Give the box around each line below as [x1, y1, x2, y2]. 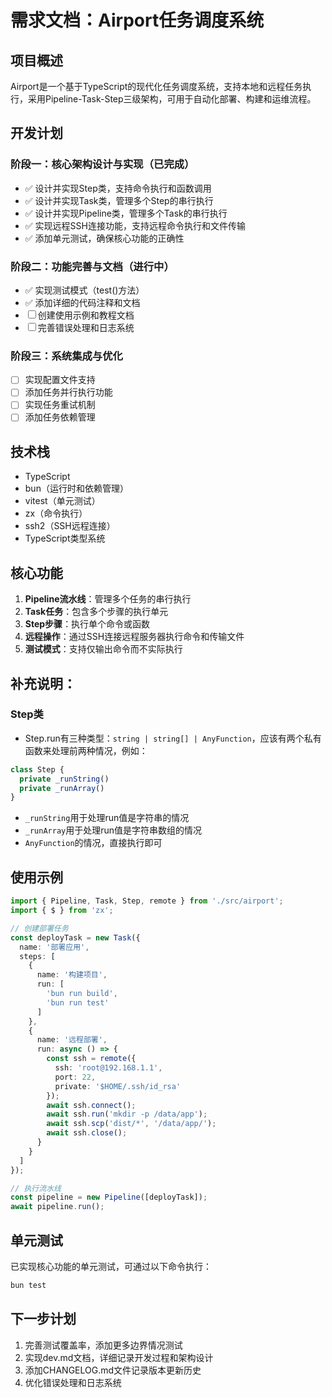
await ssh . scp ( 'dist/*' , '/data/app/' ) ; [46, 1119, 217, 1129]
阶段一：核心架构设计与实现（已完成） [10, 157, 195, 171]
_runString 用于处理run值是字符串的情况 [24, 812, 190, 824]
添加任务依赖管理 [24, 411, 96, 423]
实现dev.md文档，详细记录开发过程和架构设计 [24, 1351, 214, 1363]
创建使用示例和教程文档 [37, 309, 135, 321]
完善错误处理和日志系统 [37, 321, 135, 333]
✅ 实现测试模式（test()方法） [24, 284, 145, 296]
